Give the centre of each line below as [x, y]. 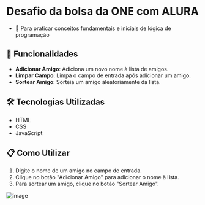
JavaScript [29, 133]
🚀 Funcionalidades [42, 54]
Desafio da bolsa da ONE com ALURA [102, 11]
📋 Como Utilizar [38, 153]
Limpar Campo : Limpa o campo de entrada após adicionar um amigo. [103, 75]
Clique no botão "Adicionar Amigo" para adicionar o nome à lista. [97, 177]
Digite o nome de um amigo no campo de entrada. [78, 171]
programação [32, 34]
